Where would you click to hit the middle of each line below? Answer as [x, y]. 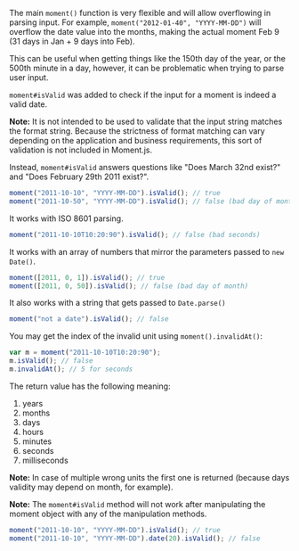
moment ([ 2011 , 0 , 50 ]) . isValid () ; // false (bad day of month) [129, 286]
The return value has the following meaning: [90, 386]
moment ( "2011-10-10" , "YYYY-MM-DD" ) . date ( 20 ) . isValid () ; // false [135, 539]
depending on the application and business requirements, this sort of [136, 140]
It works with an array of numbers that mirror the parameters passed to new [147, 251]
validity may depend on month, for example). [91, 487]
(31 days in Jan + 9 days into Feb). [72, 41]
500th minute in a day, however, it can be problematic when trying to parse [147, 68]
